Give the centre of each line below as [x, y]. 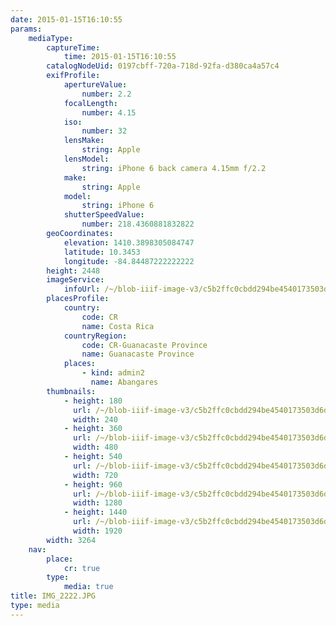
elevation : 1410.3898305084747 [129, 242]
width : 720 [95, 475]
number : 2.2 [106, 94]
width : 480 [95, 447]
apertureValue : [95, 85]
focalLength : [90, 103]
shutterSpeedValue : [104, 215]
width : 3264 [71, 540]
